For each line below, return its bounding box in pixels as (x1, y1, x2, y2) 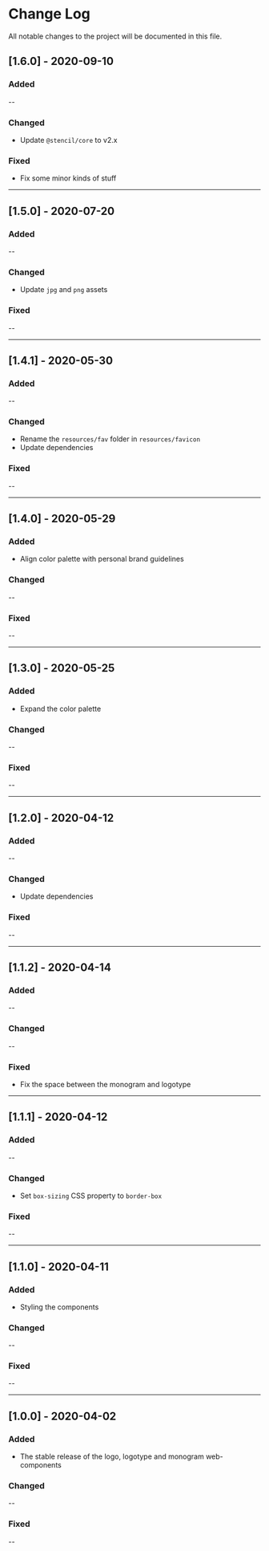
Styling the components (19, 1301, 99, 1312)
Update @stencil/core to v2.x (19, 135, 118, 144)
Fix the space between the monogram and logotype (19, 1079, 191, 1089)
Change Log (8, 5, 90, 23)
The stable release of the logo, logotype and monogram (19, 1452, 204, 1461)
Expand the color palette (19, 704, 102, 713)
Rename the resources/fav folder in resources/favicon (19, 434, 201, 444)
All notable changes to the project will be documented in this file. (8, 31, 223, 41)
